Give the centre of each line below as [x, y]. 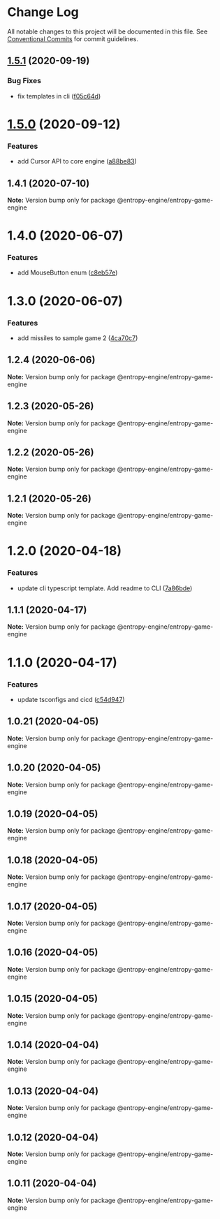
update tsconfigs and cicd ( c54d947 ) [71, 699]
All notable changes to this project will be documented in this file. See [108, 31]
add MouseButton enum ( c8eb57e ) [67, 272]
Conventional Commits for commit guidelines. [73, 38]
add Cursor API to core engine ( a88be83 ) [77, 161]
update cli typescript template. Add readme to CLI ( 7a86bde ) [105, 588]
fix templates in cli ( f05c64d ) [59, 96]
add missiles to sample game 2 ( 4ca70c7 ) [78, 338]
